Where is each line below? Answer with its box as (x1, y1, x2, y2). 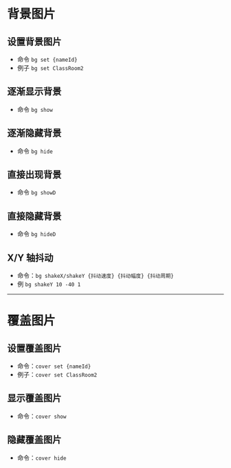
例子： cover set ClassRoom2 (16, 371, 98, 379)
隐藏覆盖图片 (7, 434, 62, 446)
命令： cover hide (16, 454, 67, 462)
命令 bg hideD (16, 230, 56, 238)
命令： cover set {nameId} (16, 362, 91, 371)
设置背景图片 (7, 36, 62, 47)
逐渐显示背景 (7, 86, 62, 97)
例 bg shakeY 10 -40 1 (16, 280, 81, 288)
